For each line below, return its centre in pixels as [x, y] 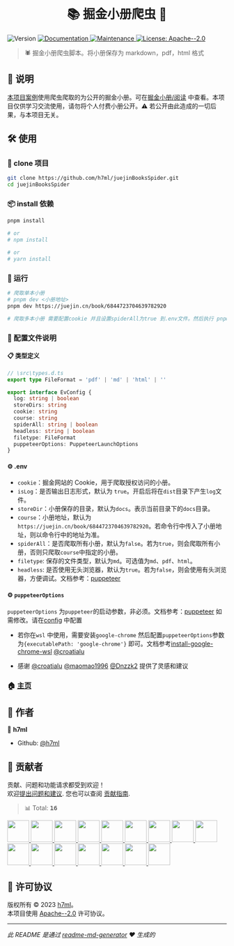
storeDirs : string [40, 405]
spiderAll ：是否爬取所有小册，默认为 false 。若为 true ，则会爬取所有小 [119, 544]
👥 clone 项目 [28, 163]
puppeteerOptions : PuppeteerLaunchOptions [76, 444]
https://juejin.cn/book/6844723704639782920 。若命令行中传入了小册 [116, 526]
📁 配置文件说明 [32, 337]
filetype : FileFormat [45, 437]
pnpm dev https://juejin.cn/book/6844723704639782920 [87, 306]
